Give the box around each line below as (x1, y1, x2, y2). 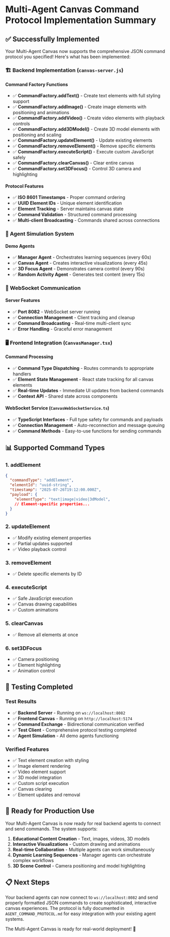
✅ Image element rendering (12, 763, 71, 769)
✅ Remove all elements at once (12, 631, 78, 638)
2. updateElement (5, 523, 50, 530)
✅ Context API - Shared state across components (12, 393, 118, 399)
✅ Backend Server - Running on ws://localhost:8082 (12, 710, 126, 716)
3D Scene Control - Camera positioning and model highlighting (12, 863, 146, 869)
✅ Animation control (12, 667, 55, 674)
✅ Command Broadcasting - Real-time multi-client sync (12, 320, 131, 326)
